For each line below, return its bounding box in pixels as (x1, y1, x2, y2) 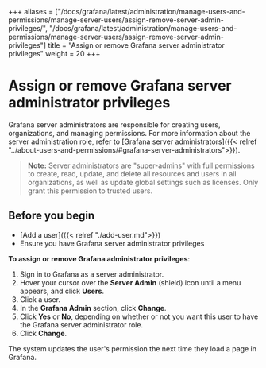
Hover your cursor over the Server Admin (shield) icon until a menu (19, 277, 241, 287)
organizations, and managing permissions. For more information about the (8, 128, 251, 138)
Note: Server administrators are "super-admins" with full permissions (27, 161, 256, 170)
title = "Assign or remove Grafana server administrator (47, 41, 225, 50)
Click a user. (19, 294, 61, 304)
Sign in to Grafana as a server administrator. (19, 269, 164, 279)
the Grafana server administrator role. (19, 320, 144, 329)
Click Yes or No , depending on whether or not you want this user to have (19, 312, 259, 321)
